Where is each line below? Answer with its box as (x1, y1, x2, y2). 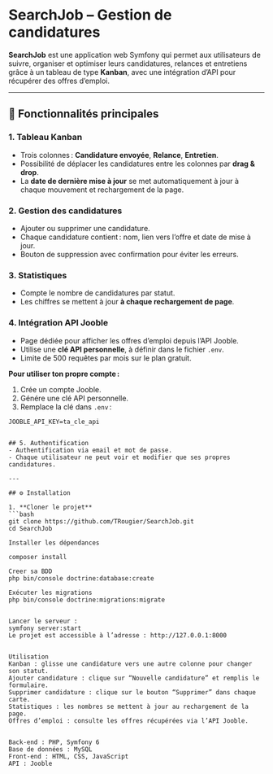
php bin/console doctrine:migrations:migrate (8, 596, 165, 604)
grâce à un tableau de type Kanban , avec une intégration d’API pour (8, 67, 236, 77)
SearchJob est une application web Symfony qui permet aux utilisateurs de (8, 50, 262, 59)
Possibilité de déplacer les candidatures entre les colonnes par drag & (19, 159, 256, 168)
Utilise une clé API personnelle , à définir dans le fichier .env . (19, 344, 225, 354)
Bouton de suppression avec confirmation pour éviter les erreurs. (19, 249, 240, 259)
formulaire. (8, 681, 49, 689)
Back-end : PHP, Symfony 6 (8, 738, 100, 746)
